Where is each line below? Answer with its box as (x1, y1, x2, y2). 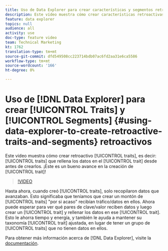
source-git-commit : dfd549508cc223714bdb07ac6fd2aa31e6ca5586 (5, 53, 137, 59)
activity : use (5, 30, 35, 35)
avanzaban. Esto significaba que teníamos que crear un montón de (5, 193, 143, 199)
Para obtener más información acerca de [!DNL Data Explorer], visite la (5, 234, 151, 240)
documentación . (5, 240, 39, 246)
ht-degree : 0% (5, 68, 35, 73)
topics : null (5, 21, 32, 26)
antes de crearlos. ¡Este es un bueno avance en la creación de (5, 163, 133, 169)
